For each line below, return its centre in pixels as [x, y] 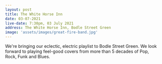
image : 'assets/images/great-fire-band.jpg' [51, 32]
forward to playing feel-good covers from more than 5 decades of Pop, [77, 51]
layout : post [18, 10]
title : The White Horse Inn [34, 14]
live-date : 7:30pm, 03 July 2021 [39, 23]
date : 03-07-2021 [23, 19]
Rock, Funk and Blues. [28, 56]
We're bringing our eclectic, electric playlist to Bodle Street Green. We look [81, 46]
